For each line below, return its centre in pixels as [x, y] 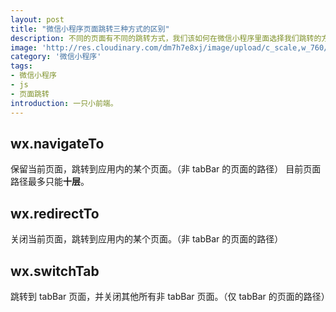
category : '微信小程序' [56, 57]
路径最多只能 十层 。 [50, 182]
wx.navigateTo [57, 143]
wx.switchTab [55, 271]
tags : [21, 66]
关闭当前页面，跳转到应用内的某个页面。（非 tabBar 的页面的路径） [147, 239]
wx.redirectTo [55, 213]
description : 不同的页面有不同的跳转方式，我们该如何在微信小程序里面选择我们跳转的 [166, 38]
